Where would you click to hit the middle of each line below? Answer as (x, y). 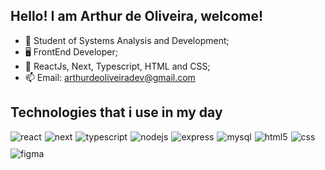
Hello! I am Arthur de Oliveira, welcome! (137, 16)
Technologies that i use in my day (116, 112)
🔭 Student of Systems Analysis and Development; (127, 40)
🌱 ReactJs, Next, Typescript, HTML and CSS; (117, 66)
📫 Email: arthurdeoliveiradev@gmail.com (110, 77)
